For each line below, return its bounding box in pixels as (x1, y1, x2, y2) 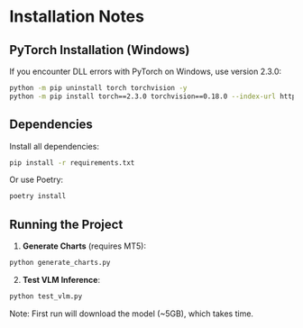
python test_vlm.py (9, 292, 83, 301)
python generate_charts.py (9, 259, 111, 268)
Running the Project (9, 216, 124, 232)
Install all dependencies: (9, 141, 99, 151)
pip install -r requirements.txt (9, 158, 135, 168)
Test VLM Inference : (22, 275, 101, 285)
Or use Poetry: (9, 174, 64, 186)
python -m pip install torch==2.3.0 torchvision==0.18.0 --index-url (9, 92, 277, 101)
